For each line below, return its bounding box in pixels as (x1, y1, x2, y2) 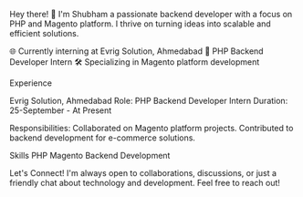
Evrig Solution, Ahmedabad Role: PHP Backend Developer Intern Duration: (9, 96, 288, 106)
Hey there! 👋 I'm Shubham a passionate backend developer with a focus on (9, 9, 293, 19)
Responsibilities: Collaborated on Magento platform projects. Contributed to (9, 123, 294, 133)
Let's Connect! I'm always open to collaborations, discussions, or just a (9, 168, 277, 178)
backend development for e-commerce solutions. (9, 132, 196, 143)
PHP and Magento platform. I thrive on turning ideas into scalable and (9, 18, 271, 29)
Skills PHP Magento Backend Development (9, 150, 171, 161)
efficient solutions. (9, 28, 79, 38)
